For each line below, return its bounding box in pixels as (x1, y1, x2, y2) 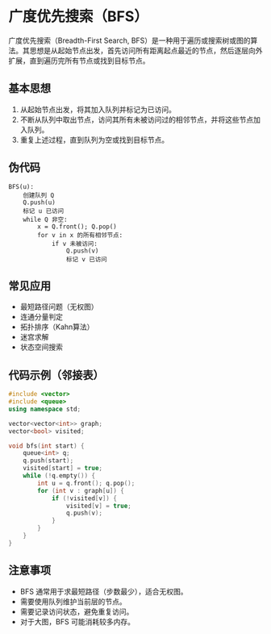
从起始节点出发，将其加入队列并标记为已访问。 (19, 104, 176, 114)
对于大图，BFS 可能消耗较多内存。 (19, 616, 135, 626)
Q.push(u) (23, 198, 56, 206)
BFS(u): (8, 182, 35, 190)
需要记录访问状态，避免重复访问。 (19, 607, 134, 616)
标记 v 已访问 (65, 255, 107, 263)
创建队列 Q (23, 191, 55, 199)
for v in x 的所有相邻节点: (37, 231, 123, 239)
